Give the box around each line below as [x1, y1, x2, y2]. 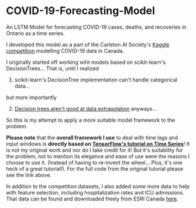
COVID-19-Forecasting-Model [6, 4, 155, 18]
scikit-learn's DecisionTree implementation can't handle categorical [14, 76, 177, 83]
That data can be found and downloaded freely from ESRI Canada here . [6, 195, 178, 202]
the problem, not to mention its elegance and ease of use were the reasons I [6, 152, 190, 159]
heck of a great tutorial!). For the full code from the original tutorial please [6, 165, 183, 172]
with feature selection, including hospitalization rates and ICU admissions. [6, 189, 184, 196]
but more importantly [6, 94, 57, 101]
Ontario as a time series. [6, 29, 65, 36]
